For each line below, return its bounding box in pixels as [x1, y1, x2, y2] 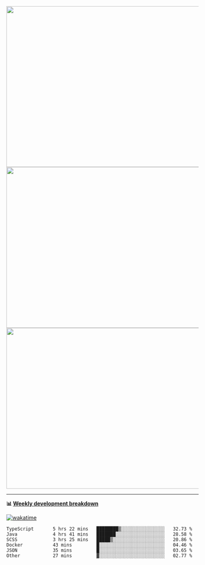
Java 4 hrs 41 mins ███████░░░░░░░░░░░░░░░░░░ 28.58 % [6, 531, 192, 537]
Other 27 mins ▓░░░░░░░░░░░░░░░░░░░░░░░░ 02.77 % [6, 553, 192, 559]
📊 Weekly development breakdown [6, 500, 99, 507]
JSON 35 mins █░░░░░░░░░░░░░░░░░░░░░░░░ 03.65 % [6, 547, 192, 553]
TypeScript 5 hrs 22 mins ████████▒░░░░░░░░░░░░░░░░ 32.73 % [6, 526, 192, 532]
